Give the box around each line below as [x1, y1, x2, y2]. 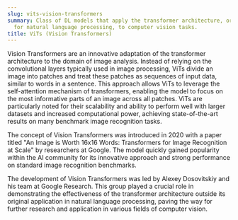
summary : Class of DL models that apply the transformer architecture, [7, 17, 223, 24]
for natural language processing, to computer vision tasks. [13, 23, 198, 30]
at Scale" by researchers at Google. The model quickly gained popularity [7, 146, 220, 154]
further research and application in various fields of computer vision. [7, 204, 208, 213]
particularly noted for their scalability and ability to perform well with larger [7, 102, 225, 110]
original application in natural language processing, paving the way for [7, 197, 212, 206]
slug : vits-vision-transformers [7, 10, 103, 18]
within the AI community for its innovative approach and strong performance [7, 154, 230, 162]
